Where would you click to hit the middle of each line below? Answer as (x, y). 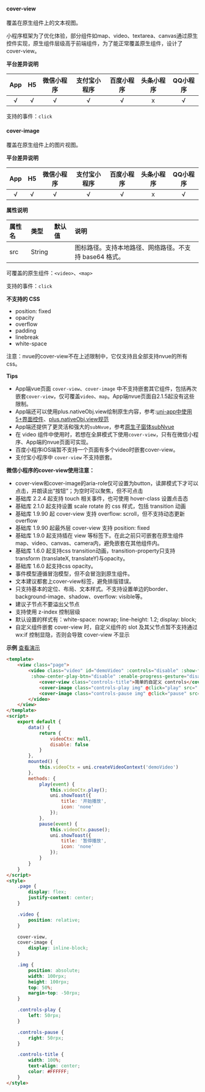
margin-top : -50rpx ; (54, 993)
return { (50, 733)
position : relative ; (54, 920)
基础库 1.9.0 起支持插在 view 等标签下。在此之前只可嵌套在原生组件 (99, 536)
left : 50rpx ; (45, 1016)
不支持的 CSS (23, 299)
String (40, 252)
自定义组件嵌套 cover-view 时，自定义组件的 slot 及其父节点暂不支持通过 (106, 627)
